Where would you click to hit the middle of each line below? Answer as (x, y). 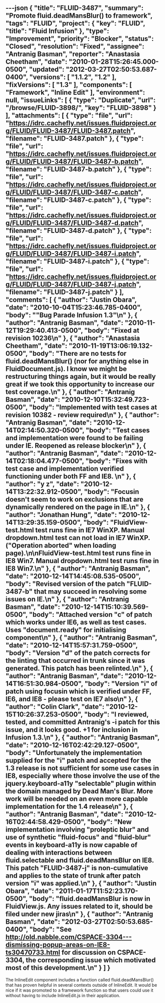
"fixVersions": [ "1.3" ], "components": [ (69, 85)
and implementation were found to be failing (74, 438)
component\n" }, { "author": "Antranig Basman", (81, 638)
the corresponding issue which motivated (91, 960)
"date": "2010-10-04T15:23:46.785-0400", (74, 307)
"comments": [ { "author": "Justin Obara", (71, 300)
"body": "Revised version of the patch (65, 584)
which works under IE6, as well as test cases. (76, 622)
